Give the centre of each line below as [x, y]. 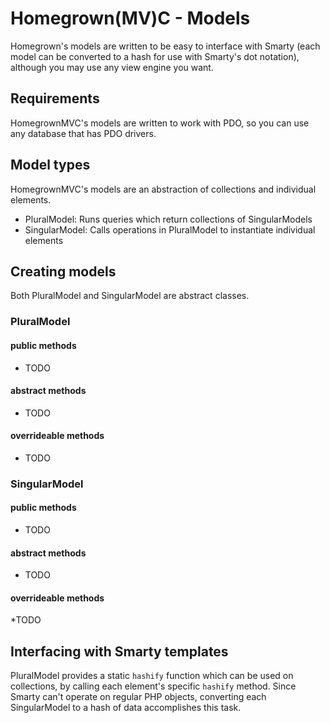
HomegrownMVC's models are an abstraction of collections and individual [163, 189]
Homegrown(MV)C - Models [130, 18]
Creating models [63, 271]
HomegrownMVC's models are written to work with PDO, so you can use [160, 123]
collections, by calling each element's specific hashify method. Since [153, 686]
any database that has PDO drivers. [83, 133]
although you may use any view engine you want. [112, 67]
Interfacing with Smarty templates [119, 651]
